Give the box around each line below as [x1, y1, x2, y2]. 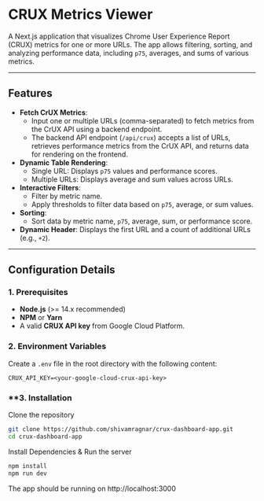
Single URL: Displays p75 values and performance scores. [31, 166, 218, 175]
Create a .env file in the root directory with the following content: [8, 359, 218, 368]
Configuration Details [8, 263, 115, 277]
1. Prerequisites [8, 287, 68, 298]
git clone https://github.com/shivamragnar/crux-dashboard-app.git [8, 425, 234, 433]
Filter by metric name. [31, 191, 103, 201]
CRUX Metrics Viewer [8, 6, 153, 24]
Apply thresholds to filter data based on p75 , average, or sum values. [31, 199, 254, 209]
